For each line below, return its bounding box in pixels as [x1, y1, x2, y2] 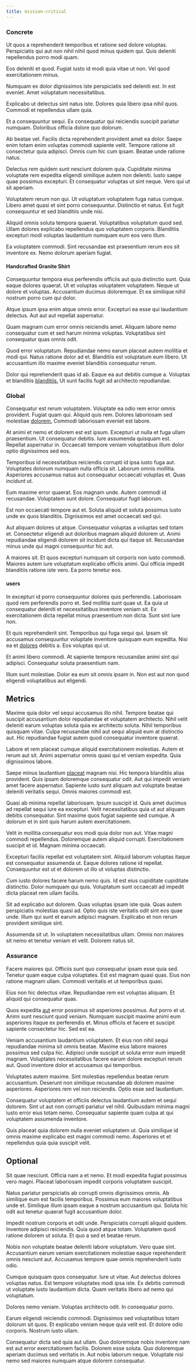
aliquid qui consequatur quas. [6, 995, 78, 1002]
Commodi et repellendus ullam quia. [6, 106, 93, 113]
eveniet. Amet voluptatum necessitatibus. [6, 88, 106, 96]
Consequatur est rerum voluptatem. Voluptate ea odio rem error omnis [6, 405, 176, 412]
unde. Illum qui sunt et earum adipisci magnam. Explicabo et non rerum [6, 914, 177, 921]
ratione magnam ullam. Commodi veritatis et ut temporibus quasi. [6, 977, 164, 984]
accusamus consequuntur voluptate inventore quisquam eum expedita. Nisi [6, 635, 188, 642]
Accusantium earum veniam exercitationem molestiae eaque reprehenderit [6, 1249, 186, 1256]
